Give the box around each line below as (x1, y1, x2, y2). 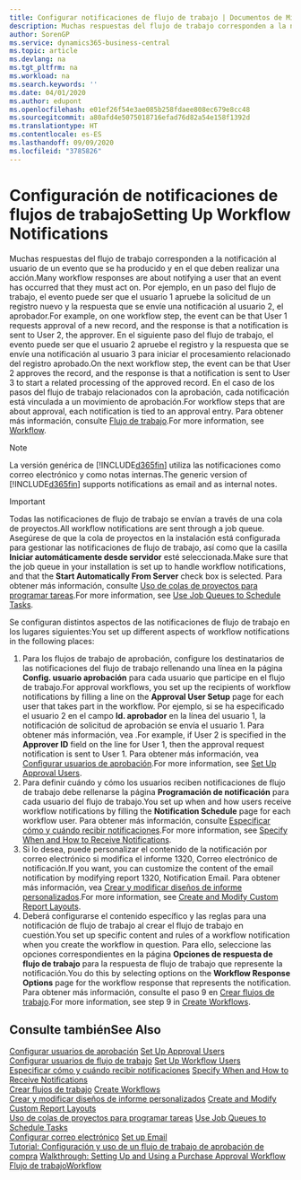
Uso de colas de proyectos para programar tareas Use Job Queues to (9, 1113, 267, 1123)
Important (9, 495, 46, 507)
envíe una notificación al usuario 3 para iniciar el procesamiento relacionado (9, 348, 291, 359)
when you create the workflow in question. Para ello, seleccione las (21, 939, 271, 949)
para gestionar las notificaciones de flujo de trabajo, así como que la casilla (9, 542, 288, 553)
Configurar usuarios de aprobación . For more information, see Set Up (21, 757, 277, 768)
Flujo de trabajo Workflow (9, 1160, 102, 1171)
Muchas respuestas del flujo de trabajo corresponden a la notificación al (9, 253, 277, 264)
